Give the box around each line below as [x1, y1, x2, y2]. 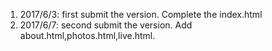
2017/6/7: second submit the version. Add [19, 19, 193, 31]
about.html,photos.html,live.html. [19, 30, 156, 41]
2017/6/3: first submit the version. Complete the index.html [19, 9, 263, 20]
